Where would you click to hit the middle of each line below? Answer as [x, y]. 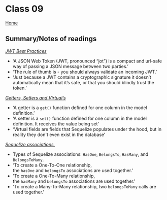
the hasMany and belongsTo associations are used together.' [74, 181]
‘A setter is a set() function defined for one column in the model [80, 118]
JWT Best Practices [26, 51]
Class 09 [24, 9]
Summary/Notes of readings [51, 39]
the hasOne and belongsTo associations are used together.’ [73, 170]
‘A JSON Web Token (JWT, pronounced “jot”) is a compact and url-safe [87, 61]
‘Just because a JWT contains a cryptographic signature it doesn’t [82, 77]
